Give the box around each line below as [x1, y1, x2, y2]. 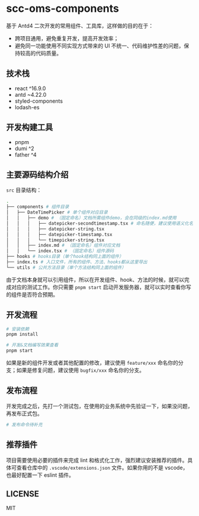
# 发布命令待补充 [6, 422, 43, 428]
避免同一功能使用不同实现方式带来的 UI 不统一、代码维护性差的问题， [14, 42, 184, 49]
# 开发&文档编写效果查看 [6, 342, 59, 348]
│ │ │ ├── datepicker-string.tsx [6, 226, 105, 232]
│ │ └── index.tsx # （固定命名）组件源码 [6, 248, 114, 254]
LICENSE [6, 489, 40, 499]
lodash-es [14, 103, 40, 111]
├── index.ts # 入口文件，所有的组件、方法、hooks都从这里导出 [6, 259, 148, 265]
